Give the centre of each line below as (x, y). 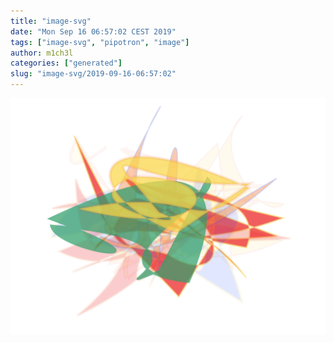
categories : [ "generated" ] (66, 63)
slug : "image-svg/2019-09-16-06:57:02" (93, 74)
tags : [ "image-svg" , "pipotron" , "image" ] (100, 42)
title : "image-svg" (51, 21)
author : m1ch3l (42, 53)
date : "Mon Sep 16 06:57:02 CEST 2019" (93, 31)
